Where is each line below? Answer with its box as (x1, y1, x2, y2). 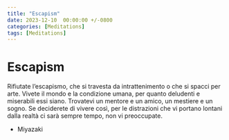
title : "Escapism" (7, 10, 60, 17)
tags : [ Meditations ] (7, 29, 67, 37)
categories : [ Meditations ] (7, 23, 85, 30)
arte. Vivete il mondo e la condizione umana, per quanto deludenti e (7, 89, 201, 98)
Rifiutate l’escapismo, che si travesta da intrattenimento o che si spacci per (7, 82, 221, 91)
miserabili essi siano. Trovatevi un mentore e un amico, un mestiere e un (7, 97, 213, 105)
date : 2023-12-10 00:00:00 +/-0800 (7, 17, 113, 24)
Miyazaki (17, 125, 44, 134)
